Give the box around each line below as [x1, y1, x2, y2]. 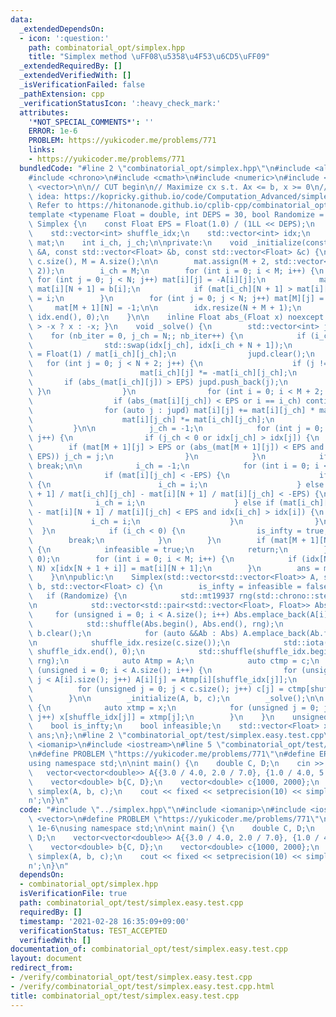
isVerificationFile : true [19, 889, 128, 899]
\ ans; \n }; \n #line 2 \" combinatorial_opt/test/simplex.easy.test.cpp [28, 731, 325, 741]
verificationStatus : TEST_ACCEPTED [19, 926, 168, 936]
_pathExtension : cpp [19, 89, 105, 99]
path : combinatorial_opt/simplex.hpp [28, 42, 186, 53]
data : [10, 14, 33, 25]
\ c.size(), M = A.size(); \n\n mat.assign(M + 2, [28, 256, 271, 266]
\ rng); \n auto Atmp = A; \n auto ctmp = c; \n [28, 656, 320, 666]
